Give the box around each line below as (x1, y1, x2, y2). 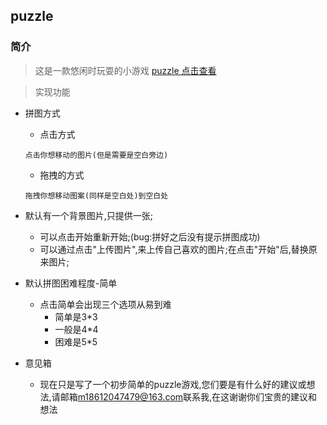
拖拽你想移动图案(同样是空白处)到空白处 (24, 190, 169, 201)
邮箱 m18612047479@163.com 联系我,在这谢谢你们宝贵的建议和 (59, 390, 318, 403)
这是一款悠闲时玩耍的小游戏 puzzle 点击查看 (34, 64, 217, 76)
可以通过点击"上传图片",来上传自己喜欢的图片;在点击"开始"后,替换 (39, 243, 309, 255)
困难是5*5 (54, 335, 98, 348)
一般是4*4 (54, 323, 99, 335)
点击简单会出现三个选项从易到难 (39, 298, 172, 310)
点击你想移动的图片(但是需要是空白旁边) (24, 150, 169, 160)
